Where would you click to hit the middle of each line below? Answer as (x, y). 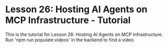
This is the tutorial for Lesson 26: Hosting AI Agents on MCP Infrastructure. (84, 34)
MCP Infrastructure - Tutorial (68, 20)
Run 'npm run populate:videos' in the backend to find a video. (70, 40)
